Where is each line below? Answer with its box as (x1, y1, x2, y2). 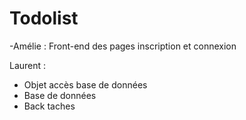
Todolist (9, 7, 79, 30)
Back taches (23, 100, 76, 112)
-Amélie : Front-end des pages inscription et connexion (9, 40, 237, 52)
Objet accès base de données (23, 78, 148, 91)
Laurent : (9, 59, 47, 71)
